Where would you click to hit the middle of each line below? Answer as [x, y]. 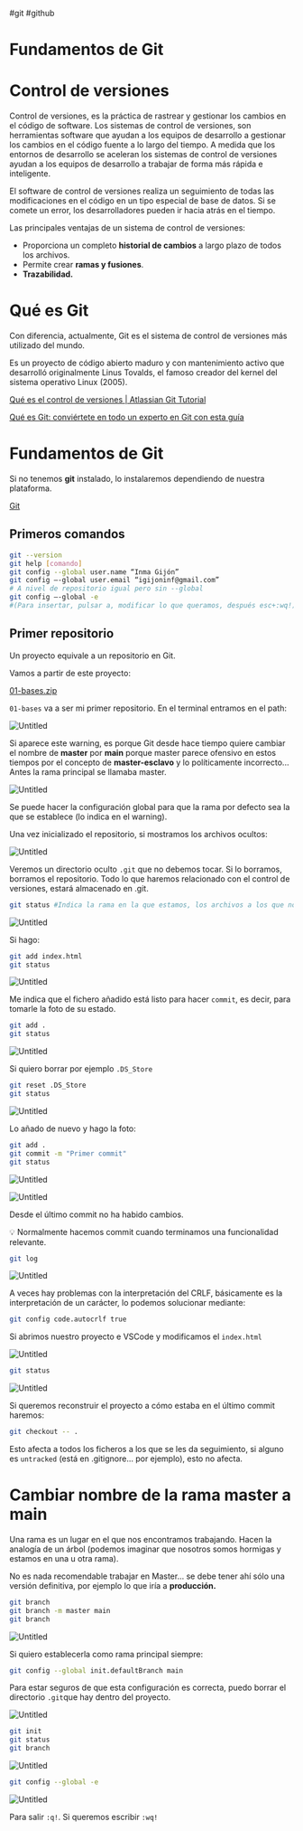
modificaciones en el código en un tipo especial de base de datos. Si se [143, 201]
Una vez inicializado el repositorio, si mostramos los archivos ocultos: [138, 834]
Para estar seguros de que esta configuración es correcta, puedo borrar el [148, 1688]
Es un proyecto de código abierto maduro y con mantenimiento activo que [147, 363]
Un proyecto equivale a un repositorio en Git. [92, 656]
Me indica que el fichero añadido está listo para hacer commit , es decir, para [150, 999]
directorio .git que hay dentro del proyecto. [90, 1697]
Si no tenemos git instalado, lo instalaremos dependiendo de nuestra [137, 479]
